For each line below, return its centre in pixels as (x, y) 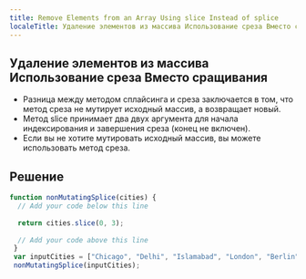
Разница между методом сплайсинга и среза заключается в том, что (158, 99)
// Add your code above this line (83, 240)
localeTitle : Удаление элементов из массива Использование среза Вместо (150, 26)
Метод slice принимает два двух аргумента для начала (130, 119)
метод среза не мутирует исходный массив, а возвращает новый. (152, 109)
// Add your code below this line (83, 206)
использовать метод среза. (76, 148)
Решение (37, 176)
